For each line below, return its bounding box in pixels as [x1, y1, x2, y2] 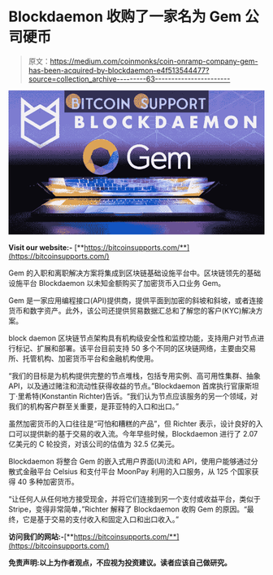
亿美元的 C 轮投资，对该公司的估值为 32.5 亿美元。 [8, 439, 180, 449]
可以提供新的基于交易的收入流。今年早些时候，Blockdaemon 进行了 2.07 [15, 429, 258, 439]
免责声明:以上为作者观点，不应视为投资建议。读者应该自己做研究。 [8, 558, 232, 568]
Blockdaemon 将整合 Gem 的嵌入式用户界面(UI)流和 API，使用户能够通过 [8, 457, 252, 467]
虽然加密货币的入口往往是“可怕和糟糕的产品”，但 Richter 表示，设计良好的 [8, 419, 256, 428]
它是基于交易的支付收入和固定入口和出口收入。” [22, 515, 180, 525]
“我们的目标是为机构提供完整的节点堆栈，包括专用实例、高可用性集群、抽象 [8, 371, 262, 381]
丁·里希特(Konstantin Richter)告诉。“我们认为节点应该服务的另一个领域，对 [8, 392, 258, 402]
